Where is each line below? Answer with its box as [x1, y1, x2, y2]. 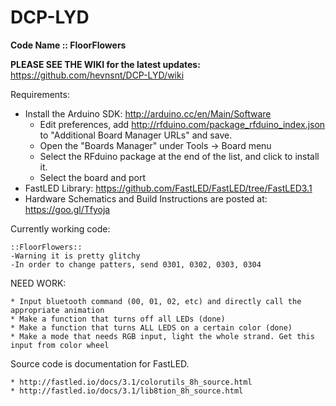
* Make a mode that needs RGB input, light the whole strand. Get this [10, 331, 315, 341]
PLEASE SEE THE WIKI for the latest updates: [10, 58, 201, 70]
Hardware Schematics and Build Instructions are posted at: [24, 192, 268, 205]
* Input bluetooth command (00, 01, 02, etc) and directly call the [10, 296, 302, 306]
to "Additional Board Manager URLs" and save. [39, 129, 233, 141]
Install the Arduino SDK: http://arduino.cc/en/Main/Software [24, 107, 272, 120]
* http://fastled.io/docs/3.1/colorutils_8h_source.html [10, 377, 253, 387]
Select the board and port [39, 171, 146, 183]
